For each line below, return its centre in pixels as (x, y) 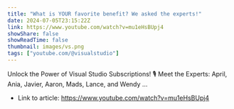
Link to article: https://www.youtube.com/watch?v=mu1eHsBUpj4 (113, 98)
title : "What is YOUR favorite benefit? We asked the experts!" (105, 14)
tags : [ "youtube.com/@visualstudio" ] (63, 54)
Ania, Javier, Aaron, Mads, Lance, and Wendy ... (78, 84)
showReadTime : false (38, 40)
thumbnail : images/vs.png (46, 47)
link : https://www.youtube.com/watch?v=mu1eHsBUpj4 (85, 27)
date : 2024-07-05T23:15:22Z (49, 21)
